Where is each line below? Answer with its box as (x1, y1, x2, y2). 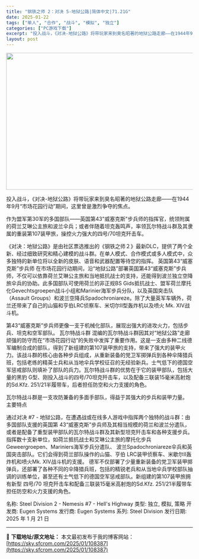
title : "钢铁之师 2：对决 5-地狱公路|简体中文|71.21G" (6, 8, 131, 15)
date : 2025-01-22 (6, 14, 49, 20)
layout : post (6, 36, 38, 42)
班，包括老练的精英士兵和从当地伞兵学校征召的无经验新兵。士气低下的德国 (6, 359, 188, 366)
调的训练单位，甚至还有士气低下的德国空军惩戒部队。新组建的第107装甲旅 (6, 473, 186, 480)
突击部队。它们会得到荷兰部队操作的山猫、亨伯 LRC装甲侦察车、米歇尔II (11, 451, 187, 458)
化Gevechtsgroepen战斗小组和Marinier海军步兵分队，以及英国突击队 (6, 287, 174, 294)
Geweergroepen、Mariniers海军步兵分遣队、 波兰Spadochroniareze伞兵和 (6, 444, 188, 450)
